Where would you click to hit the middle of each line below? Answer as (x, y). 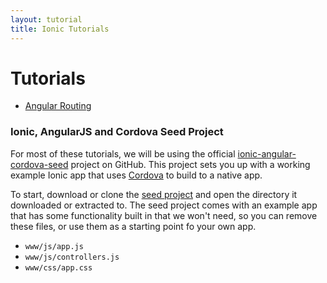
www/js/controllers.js (72, 257)
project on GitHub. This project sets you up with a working (190, 164)
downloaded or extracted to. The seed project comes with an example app (164, 205)
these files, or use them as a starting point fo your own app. (133, 226)
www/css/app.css (58, 267)
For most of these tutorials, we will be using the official (123, 153)
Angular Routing (58, 106)
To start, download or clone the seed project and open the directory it (154, 194)
